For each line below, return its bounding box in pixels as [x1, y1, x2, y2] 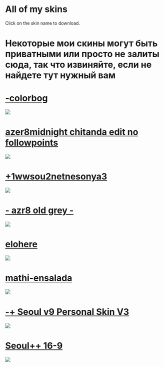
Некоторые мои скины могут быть [5, 38, 158, 49]
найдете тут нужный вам [5, 70, 116, 81]
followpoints [5, 137, 58, 148]
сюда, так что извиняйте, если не [5, 59, 152, 71]
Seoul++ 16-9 [5, 340, 63, 351]
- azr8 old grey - [5, 205, 74, 216]
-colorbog [5, 93, 48, 104]
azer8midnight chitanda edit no [5, 126, 138, 138]
